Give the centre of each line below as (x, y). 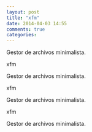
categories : (21, 35)
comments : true (26, 29)
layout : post (23, 12)
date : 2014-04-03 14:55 (37, 23)
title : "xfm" (23, 18)
